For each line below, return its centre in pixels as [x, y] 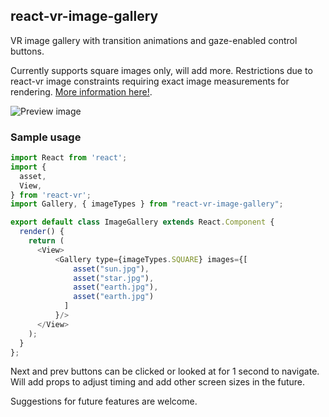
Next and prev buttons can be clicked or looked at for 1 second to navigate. [165, 371]
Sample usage [46, 137]
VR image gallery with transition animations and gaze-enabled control [154, 40]
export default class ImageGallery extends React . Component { [142, 222]
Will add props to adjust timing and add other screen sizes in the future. [158, 382]
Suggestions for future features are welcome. [104, 401]
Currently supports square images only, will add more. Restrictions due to [161, 70]
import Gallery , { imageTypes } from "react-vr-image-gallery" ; [147, 204]
